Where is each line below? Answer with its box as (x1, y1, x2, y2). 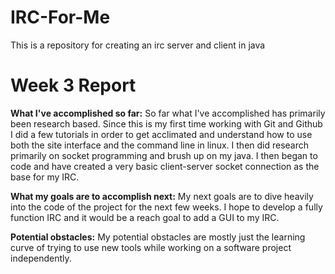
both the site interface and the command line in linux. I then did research (10, 139, 310, 151)
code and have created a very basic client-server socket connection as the (10, 160, 320, 172)
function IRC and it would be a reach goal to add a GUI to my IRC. (10, 211, 280, 223)
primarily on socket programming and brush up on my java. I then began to (10, 149, 318, 161)
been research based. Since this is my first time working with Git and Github (10, 117, 323, 130)
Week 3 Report (10, 74, 137, 97)
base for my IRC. (10, 171, 80, 183)
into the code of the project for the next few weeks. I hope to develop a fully (10, 201, 323, 213)
